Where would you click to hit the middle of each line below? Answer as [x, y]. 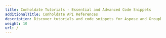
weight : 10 [16, 23]
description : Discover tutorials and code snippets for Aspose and [76, 19]
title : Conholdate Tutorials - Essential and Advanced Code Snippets [78, 10]
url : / [12, 28]
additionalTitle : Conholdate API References [52, 14]
